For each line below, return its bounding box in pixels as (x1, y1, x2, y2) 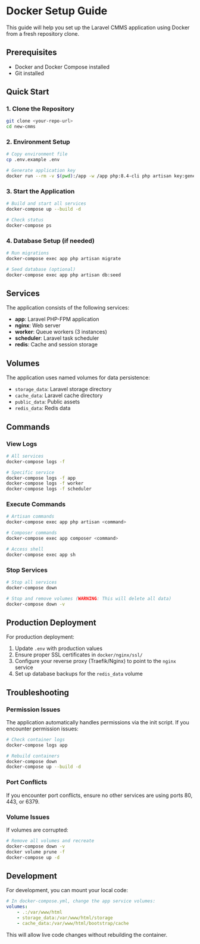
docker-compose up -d (6, 854, 60, 861)
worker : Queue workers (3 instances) (14, 329, 107, 336)
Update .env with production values (14, 645, 103, 652)
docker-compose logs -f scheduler (6, 486, 92, 492)
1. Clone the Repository (6, 105, 74, 113)
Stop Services (6, 565, 48, 574)
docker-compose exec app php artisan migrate (6, 255, 121, 261)
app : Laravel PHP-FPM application (14, 315, 99, 323)
